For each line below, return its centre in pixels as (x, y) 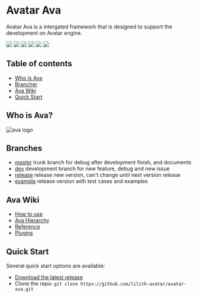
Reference (27, 227)
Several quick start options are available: (56, 266)
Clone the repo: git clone (46, 284)
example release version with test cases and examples (81, 182)
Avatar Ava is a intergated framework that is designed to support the (89, 27)
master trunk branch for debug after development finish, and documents (103, 163)
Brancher (26, 84)
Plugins (24, 233)
